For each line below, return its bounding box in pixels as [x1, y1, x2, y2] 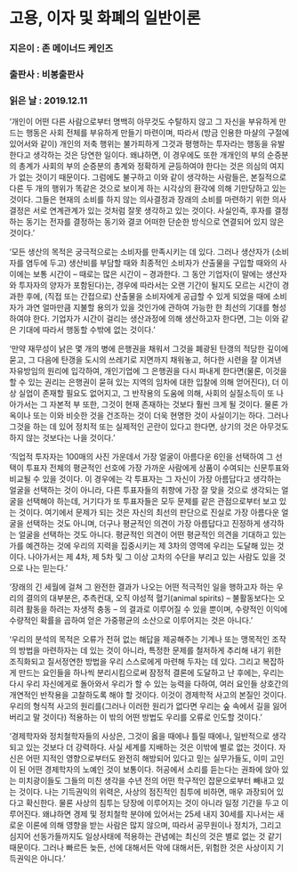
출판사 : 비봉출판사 [9, 69, 85, 81]
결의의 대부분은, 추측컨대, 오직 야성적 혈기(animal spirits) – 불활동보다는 [25, 593, 276, 604]
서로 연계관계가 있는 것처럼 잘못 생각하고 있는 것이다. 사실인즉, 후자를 [32, 206, 273, 216]
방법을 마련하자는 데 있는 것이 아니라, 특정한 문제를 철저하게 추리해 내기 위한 [18, 645, 282, 656]
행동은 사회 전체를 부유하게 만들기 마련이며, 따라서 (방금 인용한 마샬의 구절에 [25, 127, 290, 138]
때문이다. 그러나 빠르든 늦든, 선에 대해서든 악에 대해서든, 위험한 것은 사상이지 [9, 843, 275, 853]
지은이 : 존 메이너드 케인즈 [9, 42, 114, 54]
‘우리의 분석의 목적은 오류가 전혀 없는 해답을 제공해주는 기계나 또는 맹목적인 [9, 634, 270, 645]
